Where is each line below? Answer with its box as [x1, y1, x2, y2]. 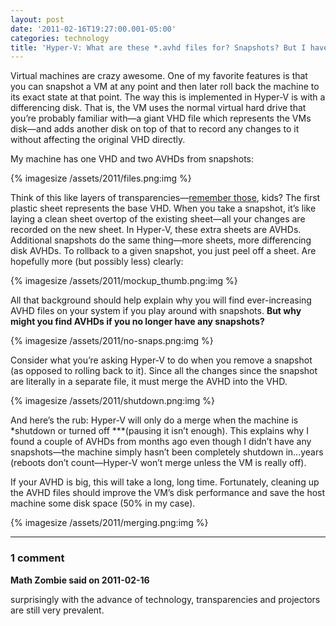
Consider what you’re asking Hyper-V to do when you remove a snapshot [10, 354, 313, 366]
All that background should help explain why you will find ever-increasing [10, 294, 312, 306]
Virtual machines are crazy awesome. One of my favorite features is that [10, 70, 308, 82]
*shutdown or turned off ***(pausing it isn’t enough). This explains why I [10, 425, 309, 437]
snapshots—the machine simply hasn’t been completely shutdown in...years [10, 446, 324, 458]
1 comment [10, 551, 65, 565]
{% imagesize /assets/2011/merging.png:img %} [10, 517, 209, 529]
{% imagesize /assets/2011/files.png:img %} [10, 172, 192, 185]
